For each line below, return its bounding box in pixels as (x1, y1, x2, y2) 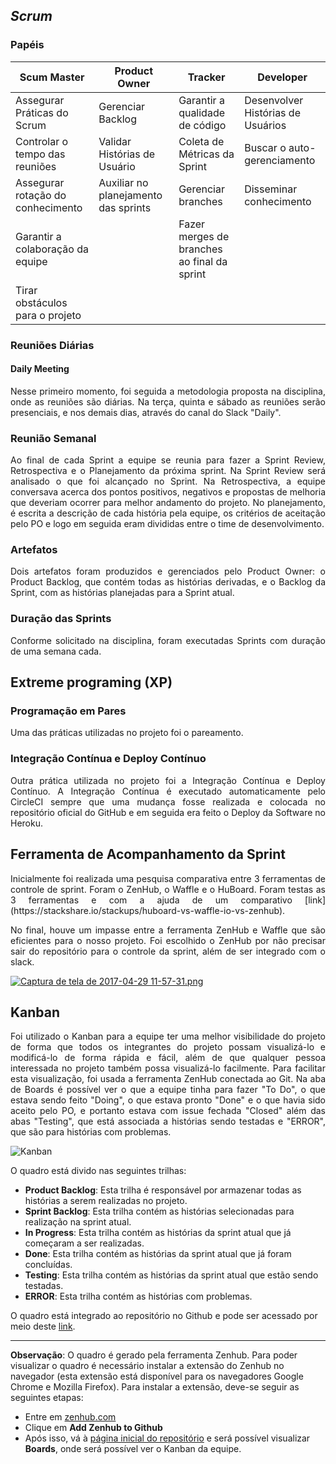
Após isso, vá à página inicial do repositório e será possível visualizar (24, 1432, 311, 1444)
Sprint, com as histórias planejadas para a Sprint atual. (10, 587, 235, 599)
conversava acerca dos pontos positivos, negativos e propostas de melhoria (10, 486, 326, 498)
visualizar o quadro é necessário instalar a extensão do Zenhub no (10, 1360, 285, 1372)
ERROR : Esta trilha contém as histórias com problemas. (24, 1290, 253, 1303)
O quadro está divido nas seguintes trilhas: (10, 1165, 187, 1177)
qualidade (178, 105, 226, 119)
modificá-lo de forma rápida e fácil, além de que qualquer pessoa (10, 1052, 326, 1064)
